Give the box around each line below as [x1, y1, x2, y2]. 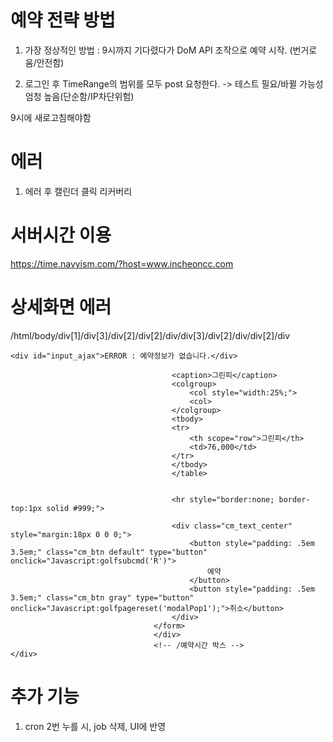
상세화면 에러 [10, 296, 112, 318]
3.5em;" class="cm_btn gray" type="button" [10, 592, 195, 603]
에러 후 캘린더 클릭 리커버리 [24, 185, 133, 197]
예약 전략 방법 [10, 9, 116, 32]
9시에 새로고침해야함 [10, 111, 92, 123]
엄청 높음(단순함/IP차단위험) [24, 90, 135, 102]
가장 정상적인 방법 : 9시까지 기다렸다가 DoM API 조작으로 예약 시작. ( [24, 44, 293, 56]
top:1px [10, 503, 43, 513]
